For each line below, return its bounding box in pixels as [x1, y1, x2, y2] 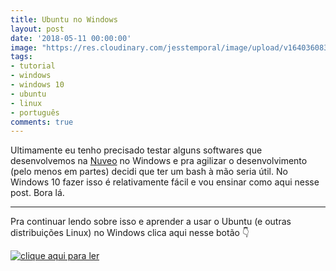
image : [10, 42, 38, 53]
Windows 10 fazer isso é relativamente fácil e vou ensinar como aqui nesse [10, 176, 320, 188]
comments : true [10, 117, 74, 127]
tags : [10, 52, 33, 62]
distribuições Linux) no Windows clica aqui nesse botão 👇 [10, 227, 250, 239]
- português [10, 107, 60, 118]
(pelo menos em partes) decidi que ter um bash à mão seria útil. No [10, 166, 288, 178]
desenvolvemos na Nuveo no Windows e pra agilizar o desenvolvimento [10, 155, 308, 167]
